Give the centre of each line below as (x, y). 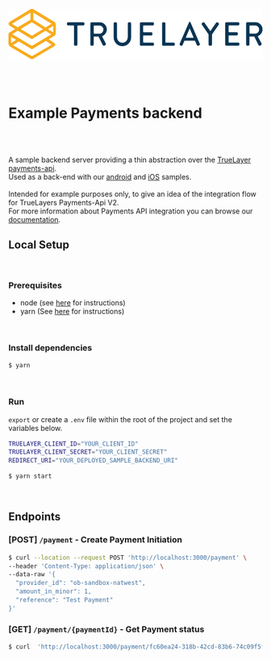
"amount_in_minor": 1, (54, 592)
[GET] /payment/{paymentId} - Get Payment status (106, 629)
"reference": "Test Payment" (65, 600)
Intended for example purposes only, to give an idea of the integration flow (132, 193)
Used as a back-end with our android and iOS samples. (100, 176)
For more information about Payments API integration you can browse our (131, 211)
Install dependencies (50, 347)
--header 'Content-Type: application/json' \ (86, 566)
